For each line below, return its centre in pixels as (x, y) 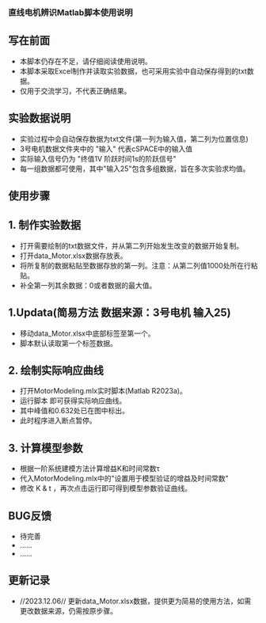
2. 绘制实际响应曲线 (56, 370)
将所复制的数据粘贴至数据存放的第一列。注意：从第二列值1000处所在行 (135, 265)
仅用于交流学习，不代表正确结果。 (75, 91)
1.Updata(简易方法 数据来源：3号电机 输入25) (120, 313)
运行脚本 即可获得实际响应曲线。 (73, 401)
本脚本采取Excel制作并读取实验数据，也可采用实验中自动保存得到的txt (133, 71)
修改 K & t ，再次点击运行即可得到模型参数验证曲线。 (106, 488)
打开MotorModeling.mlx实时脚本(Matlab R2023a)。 (103, 391)
